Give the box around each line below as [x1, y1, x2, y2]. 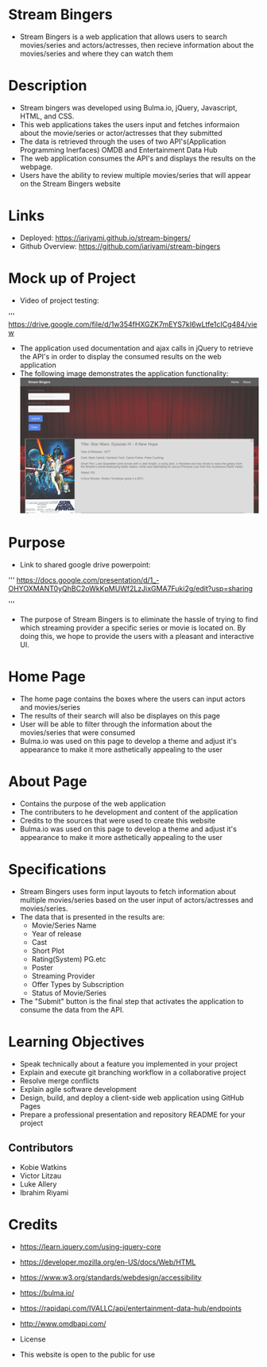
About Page [8, 773, 87, 791]
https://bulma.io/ [19, 1288, 75, 1297]
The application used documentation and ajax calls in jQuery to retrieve [19, 343, 253, 353]
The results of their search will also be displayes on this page [19, 711, 221, 721]
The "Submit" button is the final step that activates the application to [19, 996, 244, 1006]
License [19, 1334, 46, 1344]
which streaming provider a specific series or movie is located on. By [19, 623, 246, 633]
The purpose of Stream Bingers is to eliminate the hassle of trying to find [19, 614, 258, 625]
